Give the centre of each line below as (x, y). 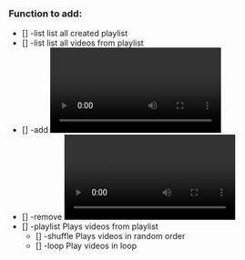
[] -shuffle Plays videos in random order (110, 236)
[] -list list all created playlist (75, 34)
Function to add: (46, 14)
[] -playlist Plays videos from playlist (90, 226)
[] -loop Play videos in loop (86, 246)
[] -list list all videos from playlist (83, 43)
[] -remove (42, 217)
